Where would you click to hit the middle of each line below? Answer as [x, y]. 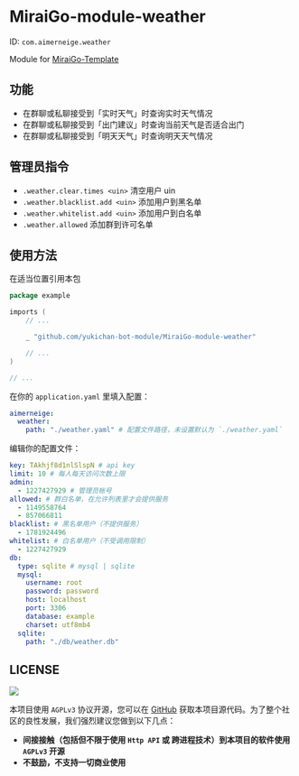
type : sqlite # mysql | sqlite [76, 566]
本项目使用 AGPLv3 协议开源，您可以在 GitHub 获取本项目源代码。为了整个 [146, 709]
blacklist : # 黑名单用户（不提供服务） [76, 524]
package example [40, 296]
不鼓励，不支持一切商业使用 [74, 762]
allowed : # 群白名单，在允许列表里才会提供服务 [89, 499]
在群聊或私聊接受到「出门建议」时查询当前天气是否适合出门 [133, 125]
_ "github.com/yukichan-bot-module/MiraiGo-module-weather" [141, 337]
